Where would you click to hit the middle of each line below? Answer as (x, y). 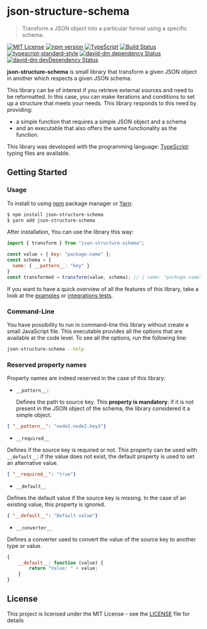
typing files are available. (39, 153)
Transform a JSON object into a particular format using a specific (104, 28)
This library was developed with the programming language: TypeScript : (98, 146)
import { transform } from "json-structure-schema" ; (76, 243)
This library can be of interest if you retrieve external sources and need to (100, 90)
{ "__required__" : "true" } (41, 474)
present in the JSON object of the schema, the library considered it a (103, 408)
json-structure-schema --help (46, 349)
